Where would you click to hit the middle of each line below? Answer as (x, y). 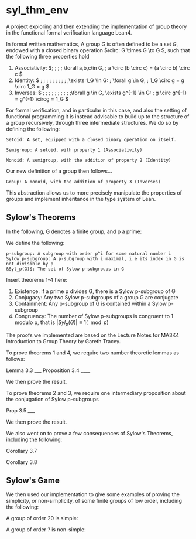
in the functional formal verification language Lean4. (69, 32)
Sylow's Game (33, 480)
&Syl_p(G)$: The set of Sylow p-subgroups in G (65, 269)
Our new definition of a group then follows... (59, 171)
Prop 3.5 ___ (20, 410)
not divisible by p (30, 264)
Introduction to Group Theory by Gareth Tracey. (63, 341)
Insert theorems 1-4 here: (37, 279)
